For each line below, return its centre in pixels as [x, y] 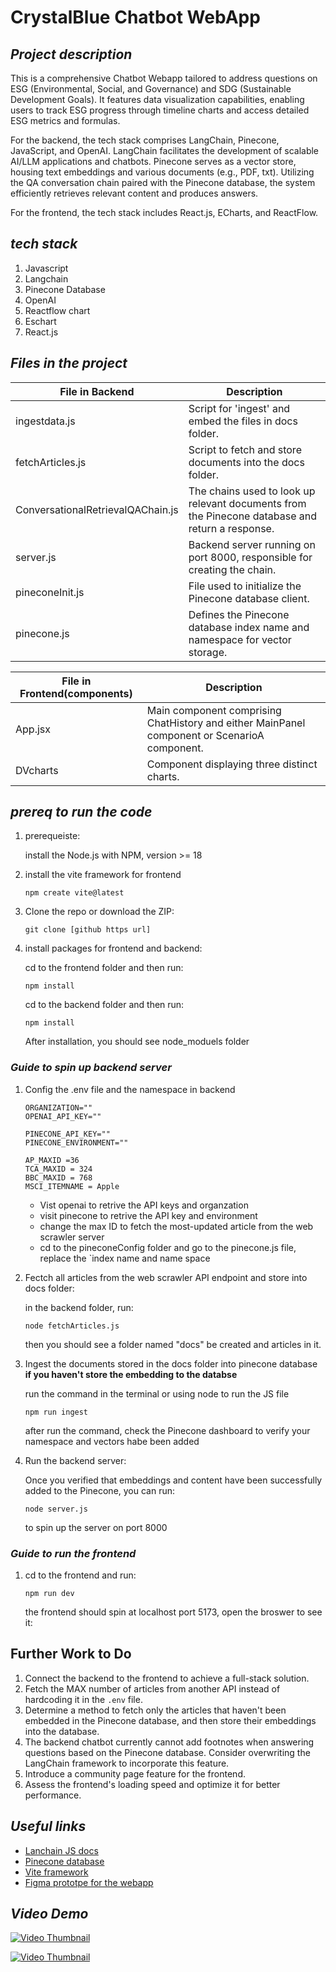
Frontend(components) [76, 693]
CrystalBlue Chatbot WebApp [135, 17]
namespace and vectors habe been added [112, 1441]
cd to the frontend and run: [80, 1575]
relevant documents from [247, 503]
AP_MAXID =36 [52, 1160]
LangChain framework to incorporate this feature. [127, 1763]
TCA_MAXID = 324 [58, 1169]
